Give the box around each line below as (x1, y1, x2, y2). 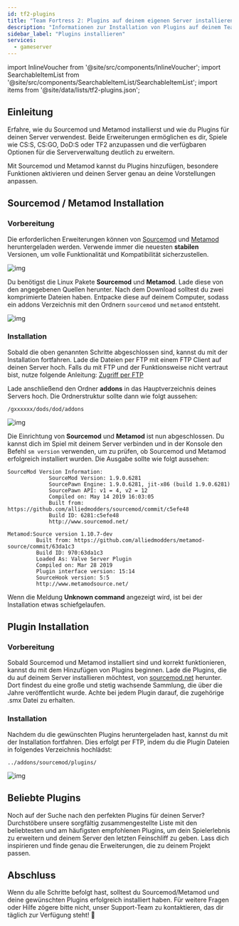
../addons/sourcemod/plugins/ (7, 759, 97, 766)
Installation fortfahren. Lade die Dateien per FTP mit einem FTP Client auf (7, 355, 222, 363)
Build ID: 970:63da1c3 (36, 549, 103, 556)
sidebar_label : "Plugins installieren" (7, 30, 126, 38)
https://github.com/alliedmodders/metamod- (74, 536, 205, 544)
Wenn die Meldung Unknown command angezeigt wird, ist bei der (7, 592, 203, 601)
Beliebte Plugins (7, 792, 81, 804)
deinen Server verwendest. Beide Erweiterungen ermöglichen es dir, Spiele (7, 132, 228, 141)
